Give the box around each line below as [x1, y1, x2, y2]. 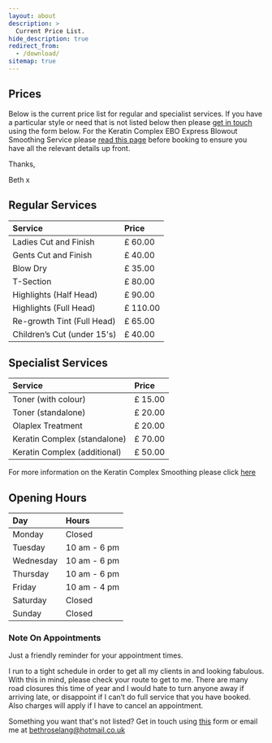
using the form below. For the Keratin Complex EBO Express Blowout [8, 126, 238, 136]
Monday [12, 529, 45, 540]
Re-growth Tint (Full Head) [12, 315, 116, 326]
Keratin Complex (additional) [12, 447, 122, 458]
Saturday [12, 594, 47, 606]
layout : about [8, 11, 57, 20]
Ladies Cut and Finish [12, 236, 95, 248]
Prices [8, 87, 42, 102]
